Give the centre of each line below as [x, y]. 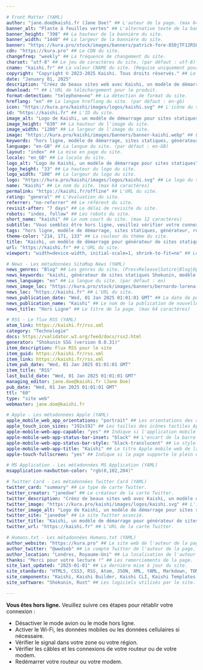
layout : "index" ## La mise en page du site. [64, 152]
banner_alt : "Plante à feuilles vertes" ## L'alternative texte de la [97, 28]
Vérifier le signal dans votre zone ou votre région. [76, 642]
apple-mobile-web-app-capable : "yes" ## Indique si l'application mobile [101, 432]
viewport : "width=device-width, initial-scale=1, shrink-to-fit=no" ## [98, 253]
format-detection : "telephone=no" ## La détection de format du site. [97, 96]
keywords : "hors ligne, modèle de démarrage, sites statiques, [88, 141]
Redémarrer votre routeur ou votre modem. [69, 662]
